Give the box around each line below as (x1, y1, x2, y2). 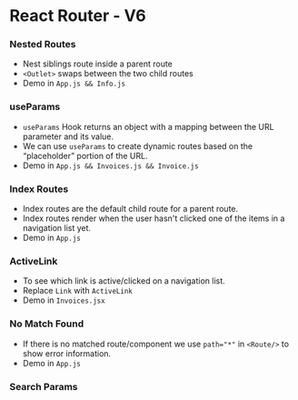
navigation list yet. (22, 223, 92, 234)
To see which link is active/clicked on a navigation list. (22, 275, 225, 286)
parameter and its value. (22, 131, 114, 142)
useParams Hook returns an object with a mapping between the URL (22, 121, 274, 132)
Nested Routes (9, 38, 76, 51)
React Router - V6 (9, 5, 147, 26)
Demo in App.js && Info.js (22, 78, 125, 89)
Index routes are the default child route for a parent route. (22, 204, 239, 215)
